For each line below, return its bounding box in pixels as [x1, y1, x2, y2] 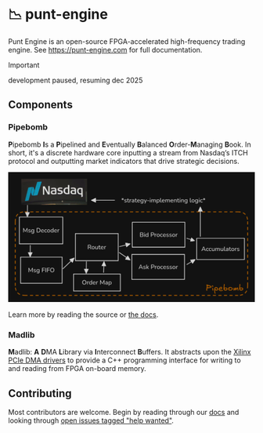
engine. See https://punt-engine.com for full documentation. [8, 45, 203, 54]
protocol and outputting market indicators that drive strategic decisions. [8, 156, 240, 166]
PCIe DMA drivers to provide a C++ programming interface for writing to [8, 355, 241, 365]
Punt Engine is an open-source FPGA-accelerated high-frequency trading [8, 36, 246, 46]
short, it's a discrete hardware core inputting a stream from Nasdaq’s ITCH [8, 147, 248, 157]
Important [8, 60, 40, 70]
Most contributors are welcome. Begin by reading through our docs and [8, 408, 240, 417]
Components [8, 98, 73, 111]
